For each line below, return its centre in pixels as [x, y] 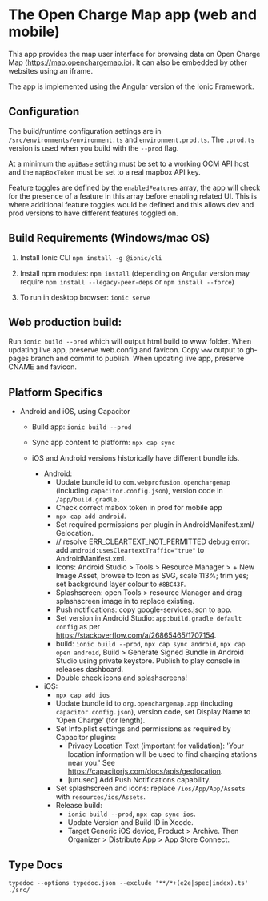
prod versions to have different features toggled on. [93, 213]
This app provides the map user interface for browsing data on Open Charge [134, 54]
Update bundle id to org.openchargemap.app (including [144, 703]
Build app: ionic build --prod [82, 427]
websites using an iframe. [51, 70]
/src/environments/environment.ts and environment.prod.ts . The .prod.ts [132, 139]
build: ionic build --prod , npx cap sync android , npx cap [150, 644]
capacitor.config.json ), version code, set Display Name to [153, 712]
